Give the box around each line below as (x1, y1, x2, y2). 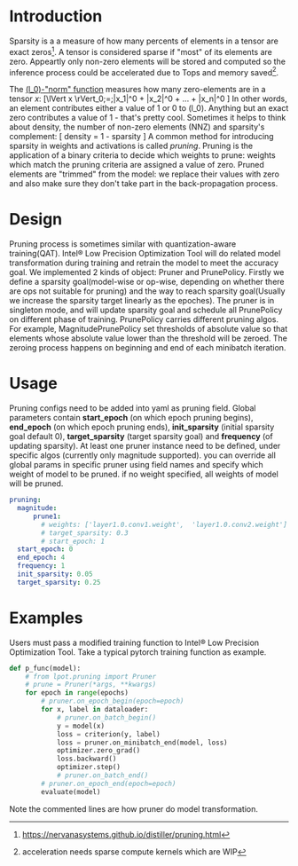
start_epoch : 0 (17, 545, 74, 554)
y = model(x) (56, 721, 105, 730)
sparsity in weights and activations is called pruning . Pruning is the (9, 140, 254, 152)
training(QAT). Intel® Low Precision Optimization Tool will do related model (9, 248, 281, 259)
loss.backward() (56, 754, 117, 764)
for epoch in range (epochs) (25, 689, 129, 697)
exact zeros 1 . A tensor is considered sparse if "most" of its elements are (9, 44, 272, 57)
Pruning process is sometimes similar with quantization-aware (9, 239, 237, 249)
